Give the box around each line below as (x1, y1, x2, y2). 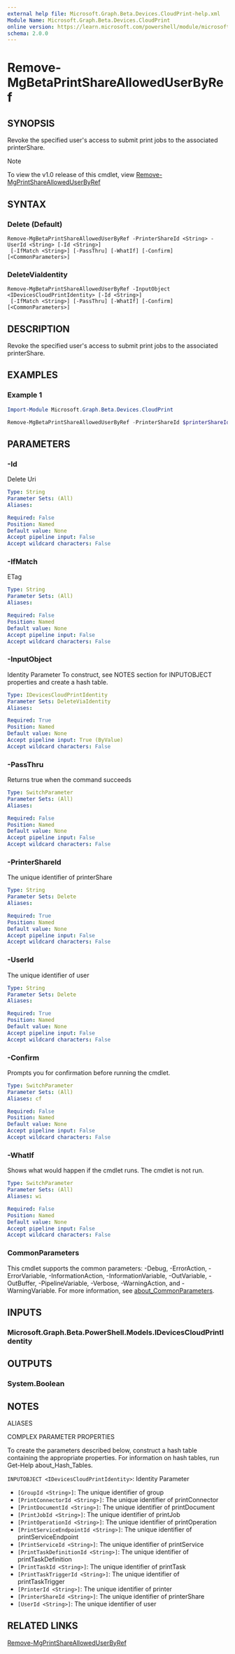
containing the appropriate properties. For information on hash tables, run (7, 1453, 220, 1462)
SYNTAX (7, 198, 47, 210)
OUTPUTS (7, 1358, 52, 1370)
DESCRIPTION (7, 323, 70, 335)
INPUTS (7, 1306, 42, 1318)
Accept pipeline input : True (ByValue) (7, 736, 124, 744)
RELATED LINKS (7, 1620, 78, 1632)
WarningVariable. (7, 1286, 57, 1295)
